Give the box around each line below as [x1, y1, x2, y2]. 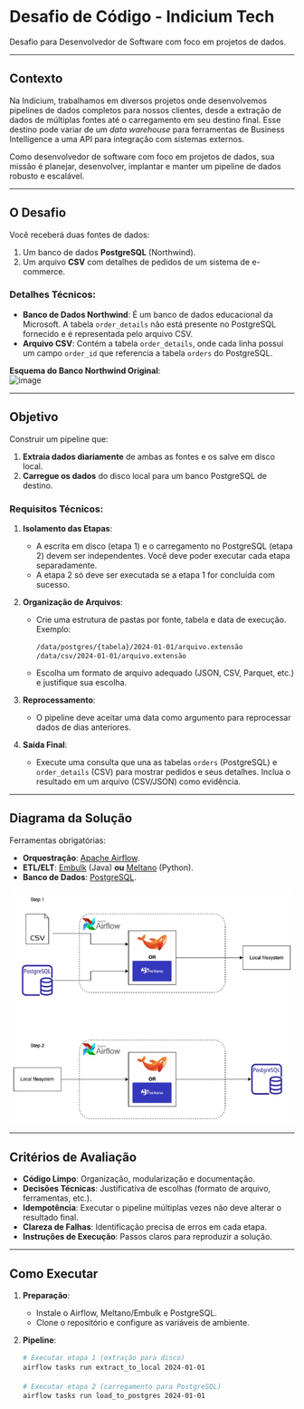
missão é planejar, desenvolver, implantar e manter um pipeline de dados [9, 160, 282, 171]
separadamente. [35, 560, 98, 570]
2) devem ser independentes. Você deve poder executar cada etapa [35, 550, 291, 561]
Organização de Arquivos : [22, 596, 124, 608]
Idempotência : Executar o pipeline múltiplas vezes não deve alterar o [22, 1203, 282, 1213]
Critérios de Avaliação [9, 1149, 138, 1165]
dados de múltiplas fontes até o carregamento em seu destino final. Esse [9, 114, 281, 125]
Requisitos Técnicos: [9, 503, 104, 515]
